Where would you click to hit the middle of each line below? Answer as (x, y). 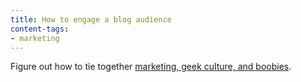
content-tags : (40, 29)
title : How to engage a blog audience (91, 19)
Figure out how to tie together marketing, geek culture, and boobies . (151, 67)
